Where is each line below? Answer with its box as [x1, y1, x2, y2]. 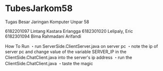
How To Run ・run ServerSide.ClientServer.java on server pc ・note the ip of [5, 43, 158, 49]
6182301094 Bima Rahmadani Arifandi [5, 33, 81, 39]
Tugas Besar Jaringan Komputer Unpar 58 [5, 19, 90, 25]
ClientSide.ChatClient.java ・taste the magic [5, 60, 93, 66]
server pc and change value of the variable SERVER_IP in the [5, 49, 127, 55]
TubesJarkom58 [5, 3, 73, 14]
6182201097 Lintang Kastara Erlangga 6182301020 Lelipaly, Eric [5, 28, 133, 34]
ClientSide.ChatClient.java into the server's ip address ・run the [5, 54, 132, 60]
